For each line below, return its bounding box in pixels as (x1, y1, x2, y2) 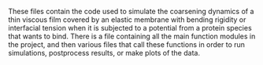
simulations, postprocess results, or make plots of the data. (8, 49, 201, 57)
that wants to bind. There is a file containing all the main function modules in (8, 31, 256, 41)
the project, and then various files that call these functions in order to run (8, 40, 246, 49)
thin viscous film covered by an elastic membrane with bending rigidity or (8, 15, 246, 24)
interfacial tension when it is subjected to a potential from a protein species (8, 23, 252, 32)
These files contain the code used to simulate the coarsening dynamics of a (8, 7, 254, 16)
